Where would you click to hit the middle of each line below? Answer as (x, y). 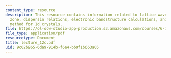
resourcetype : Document (31, 38)
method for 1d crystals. (36, 24)
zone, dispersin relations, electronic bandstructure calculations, (84, 19)
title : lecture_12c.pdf (31, 43)
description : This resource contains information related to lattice (81, 15)
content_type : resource (31, 10)
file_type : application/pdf (35, 33)
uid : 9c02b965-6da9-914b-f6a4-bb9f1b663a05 (52, 47)
